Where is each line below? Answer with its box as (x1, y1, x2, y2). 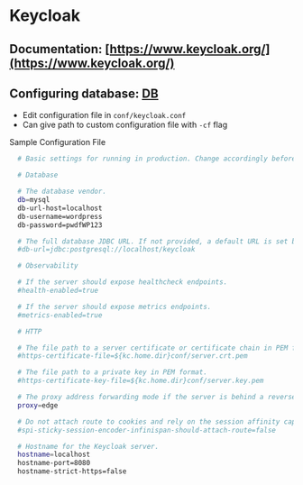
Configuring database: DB (9, 86, 160, 101)
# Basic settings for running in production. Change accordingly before (17, 154, 297, 163)
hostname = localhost (17, 450, 91, 460)
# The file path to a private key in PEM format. (17, 368, 207, 377)
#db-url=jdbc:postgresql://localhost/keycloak (17, 245, 196, 254)
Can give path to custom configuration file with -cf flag (22, 119, 228, 131)
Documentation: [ (9, 41, 110, 57)
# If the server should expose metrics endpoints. (17, 302, 212, 311)
